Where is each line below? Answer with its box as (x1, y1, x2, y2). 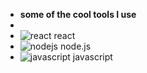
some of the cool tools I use (19, 9, 137, 20)
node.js (59, 40, 92, 52)
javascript (72, 51, 113, 63)
